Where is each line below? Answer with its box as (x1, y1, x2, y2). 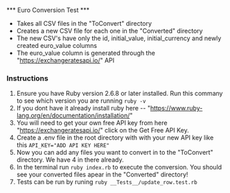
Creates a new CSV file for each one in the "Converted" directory (16, 27, 203, 35)
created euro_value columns (16, 42, 98, 49)
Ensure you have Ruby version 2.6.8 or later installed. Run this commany (16, 90, 223, 98)
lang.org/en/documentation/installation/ (16, 111, 130, 120)
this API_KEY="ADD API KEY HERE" (16, 141, 110, 149)
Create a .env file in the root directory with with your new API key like (16, 133, 214, 142)
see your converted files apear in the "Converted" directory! (16, 170, 188, 179)
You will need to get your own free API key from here (16, 119, 168, 127)
